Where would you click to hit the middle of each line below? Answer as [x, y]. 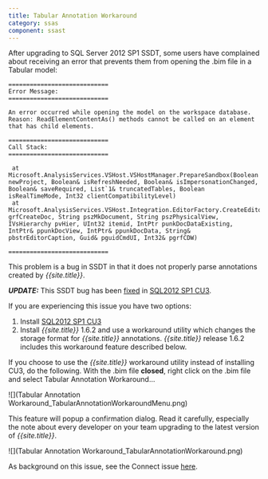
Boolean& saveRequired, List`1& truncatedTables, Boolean [106, 189]
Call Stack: [28, 147]
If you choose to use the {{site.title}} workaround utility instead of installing [132, 363]
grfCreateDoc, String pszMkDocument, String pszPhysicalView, [114, 217]
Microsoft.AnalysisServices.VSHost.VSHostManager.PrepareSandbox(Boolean [134, 175]
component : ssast [37, 30]
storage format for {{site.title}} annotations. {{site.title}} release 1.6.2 [132, 339]
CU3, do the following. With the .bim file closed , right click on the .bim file [130, 371]
